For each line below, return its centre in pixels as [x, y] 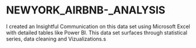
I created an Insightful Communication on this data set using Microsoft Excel [98, 26]
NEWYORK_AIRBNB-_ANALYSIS [86, 10]
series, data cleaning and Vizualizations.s [56, 39]
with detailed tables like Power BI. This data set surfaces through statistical [97, 32]
